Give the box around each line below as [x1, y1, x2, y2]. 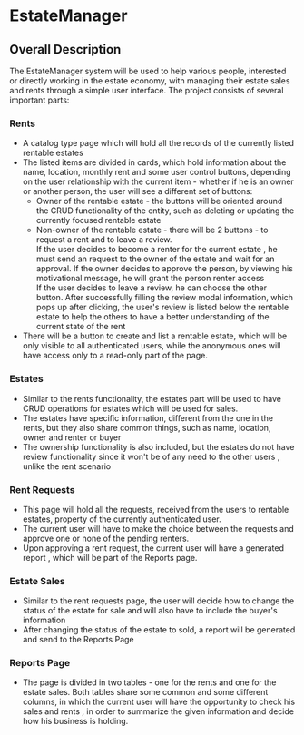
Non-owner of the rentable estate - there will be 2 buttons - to [35, 224, 269, 236]
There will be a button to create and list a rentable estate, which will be [22, 330, 288, 341]
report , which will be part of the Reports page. [22, 552, 198, 563]
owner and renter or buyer [22, 432, 122, 443]
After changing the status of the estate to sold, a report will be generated [22, 624, 296, 635]
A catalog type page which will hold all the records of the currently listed [22, 138, 295, 149]
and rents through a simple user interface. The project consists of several [9, 85, 284, 95]
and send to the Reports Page [22, 634, 134, 645]
